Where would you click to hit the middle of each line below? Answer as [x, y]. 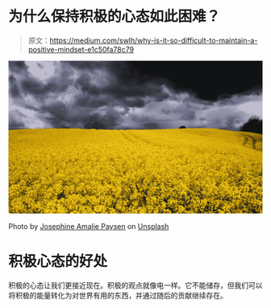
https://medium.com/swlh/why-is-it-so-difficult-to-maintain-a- [154, 40]
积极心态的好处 [58, 262]
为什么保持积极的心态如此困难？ [115, 17]
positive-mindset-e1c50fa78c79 [81, 49]
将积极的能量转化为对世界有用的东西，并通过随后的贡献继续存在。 [118, 296]
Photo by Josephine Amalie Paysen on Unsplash [89, 227]
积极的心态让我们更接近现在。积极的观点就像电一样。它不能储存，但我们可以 [135, 285]
